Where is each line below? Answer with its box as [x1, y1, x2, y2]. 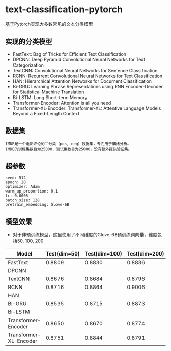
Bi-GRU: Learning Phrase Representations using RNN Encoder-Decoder [12, 83, 163, 89]
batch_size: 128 [5, 198, 40, 203]
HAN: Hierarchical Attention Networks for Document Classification [12, 78, 152, 84]
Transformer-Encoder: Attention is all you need [12, 100, 111, 106]
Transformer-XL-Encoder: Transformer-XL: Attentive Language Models [12, 105, 161, 111]
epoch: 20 [5, 180, 26, 185]
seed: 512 [5, 175, 26, 181]
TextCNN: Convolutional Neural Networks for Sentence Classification [12, 67, 158, 73]
